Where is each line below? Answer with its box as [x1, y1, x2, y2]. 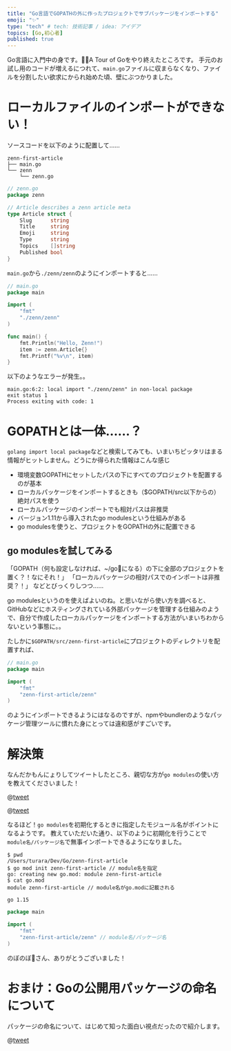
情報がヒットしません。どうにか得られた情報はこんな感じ [7, 456, 170, 464]
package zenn [7, 191, 45, 198]
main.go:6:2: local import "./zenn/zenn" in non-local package [7, 386, 193, 393]
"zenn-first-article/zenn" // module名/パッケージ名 [19, 934, 167, 940]
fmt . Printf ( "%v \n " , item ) [19, 352, 94, 359]
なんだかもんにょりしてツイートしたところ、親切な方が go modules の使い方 [7, 770, 219, 779]
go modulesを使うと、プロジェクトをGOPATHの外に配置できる [17, 522, 197, 531]
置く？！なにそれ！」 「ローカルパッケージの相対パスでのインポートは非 [7, 573, 214, 581]
